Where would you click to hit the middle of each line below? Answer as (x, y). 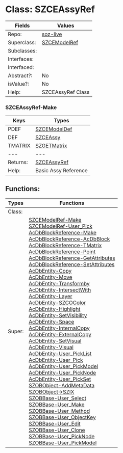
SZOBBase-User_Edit (55, 424)
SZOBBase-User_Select (58, 398)
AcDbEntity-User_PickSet (60, 379)
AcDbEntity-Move (51, 277)
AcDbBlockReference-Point (62, 252)
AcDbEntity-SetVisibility (58, 315)
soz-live (52, 34)
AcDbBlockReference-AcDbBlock (69, 239)
